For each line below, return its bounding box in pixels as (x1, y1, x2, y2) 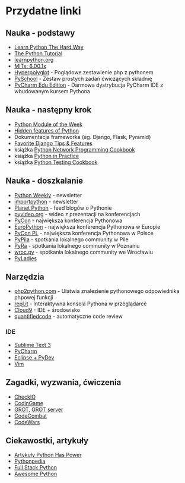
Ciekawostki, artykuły (5, 435, 89, 446)
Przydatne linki (5, 4, 81, 18)
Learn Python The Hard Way (14, 43, 84, 50)
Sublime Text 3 (14, 341, 51, 348)
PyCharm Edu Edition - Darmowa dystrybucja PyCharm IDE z (14, 81, 164, 89)
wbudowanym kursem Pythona (14, 88, 90, 94)
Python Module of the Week (14, 121, 83, 128)
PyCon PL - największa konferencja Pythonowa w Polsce (14, 229, 154, 236)
